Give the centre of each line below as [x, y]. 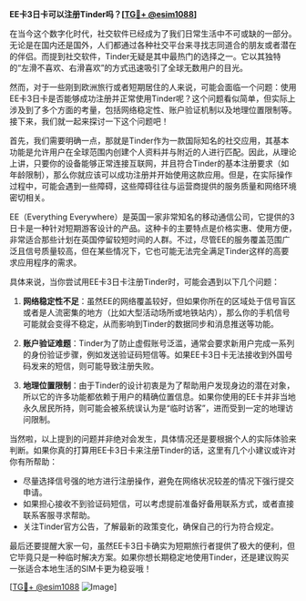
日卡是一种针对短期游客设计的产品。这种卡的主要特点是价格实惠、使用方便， [153, 228]
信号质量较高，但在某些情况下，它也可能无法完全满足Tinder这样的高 [153, 251]
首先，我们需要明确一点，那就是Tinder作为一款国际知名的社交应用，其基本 [149, 141]
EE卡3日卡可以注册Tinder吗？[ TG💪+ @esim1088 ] [103, 14]
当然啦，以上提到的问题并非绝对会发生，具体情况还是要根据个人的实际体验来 [153, 439]
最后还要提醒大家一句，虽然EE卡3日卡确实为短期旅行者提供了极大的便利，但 [153, 546]
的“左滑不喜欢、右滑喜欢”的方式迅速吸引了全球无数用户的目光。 [129, 68]
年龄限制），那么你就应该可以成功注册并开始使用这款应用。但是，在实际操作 [151, 175]
